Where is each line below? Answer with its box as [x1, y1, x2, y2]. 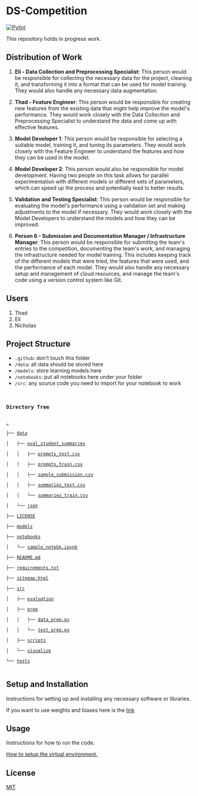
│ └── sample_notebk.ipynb [6, 544, 78, 550]
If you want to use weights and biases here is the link [6, 706, 135, 714]
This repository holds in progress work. [6, 35, 101, 42]
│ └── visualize [6, 647, 51, 653]
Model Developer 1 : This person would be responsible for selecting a [14, 135, 183, 142]
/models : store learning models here [14, 367, 102, 374]
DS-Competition [6, 4, 87, 18]
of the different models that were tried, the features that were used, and [14, 257, 189, 265]
